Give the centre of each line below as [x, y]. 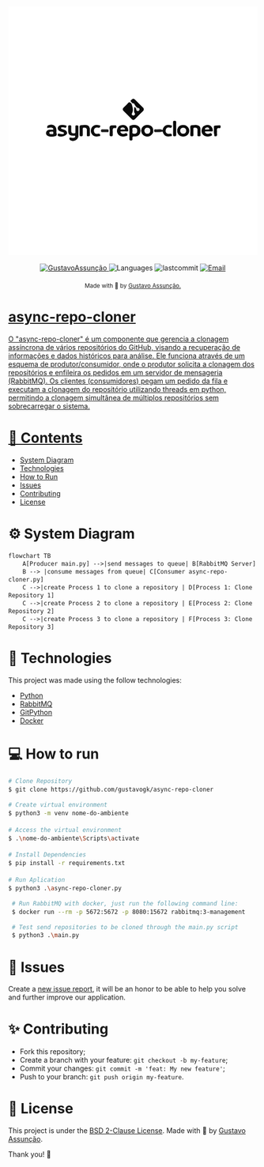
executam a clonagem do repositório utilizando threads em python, [117, 389]
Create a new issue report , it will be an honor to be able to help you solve [127, 989]
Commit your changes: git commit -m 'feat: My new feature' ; [122, 1068]
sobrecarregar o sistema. [49, 406]
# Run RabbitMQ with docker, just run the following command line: [125, 903]
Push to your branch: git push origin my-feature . [102, 1077]
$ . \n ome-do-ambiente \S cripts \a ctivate [74, 838]
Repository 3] [32, 627]
